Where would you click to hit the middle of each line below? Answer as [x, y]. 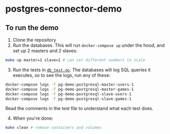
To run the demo [32, 28]
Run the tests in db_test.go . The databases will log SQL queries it [82, 70]
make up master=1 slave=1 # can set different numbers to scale [75, 60]
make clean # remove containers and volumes [54, 128]
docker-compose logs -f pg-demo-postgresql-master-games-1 [70, 89]
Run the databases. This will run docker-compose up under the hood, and [89, 45]
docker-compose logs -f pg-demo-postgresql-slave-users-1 [68, 94]
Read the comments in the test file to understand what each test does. [79, 109]
